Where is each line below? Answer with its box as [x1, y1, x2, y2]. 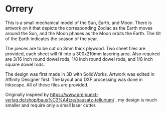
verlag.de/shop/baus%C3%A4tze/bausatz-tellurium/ [5, 96, 115, 103]
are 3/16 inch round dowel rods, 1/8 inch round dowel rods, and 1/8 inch [5, 56, 153, 62]
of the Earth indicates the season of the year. [5, 36, 98, 42]
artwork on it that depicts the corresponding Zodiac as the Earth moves [5, 25, 153, 31]
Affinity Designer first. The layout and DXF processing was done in [5, 76, 143, 82]
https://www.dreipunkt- [50, 91, 99, 97]
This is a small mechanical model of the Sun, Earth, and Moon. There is [5, 20, 152, 26]
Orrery [5, 3, 34, 15]
